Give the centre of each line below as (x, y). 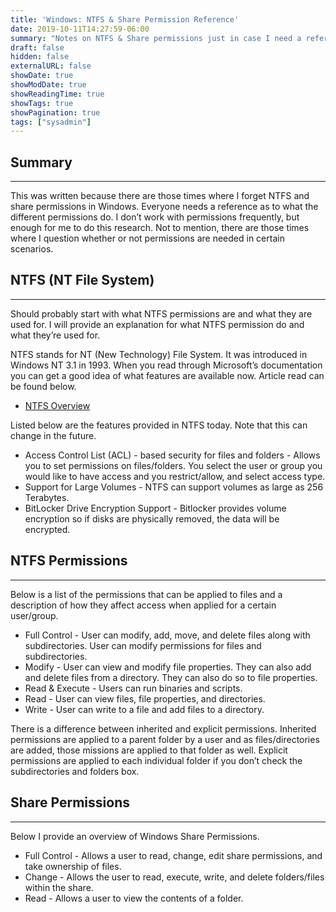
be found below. (43, 386)
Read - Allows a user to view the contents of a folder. (134, 898)
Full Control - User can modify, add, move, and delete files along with (167, 635)
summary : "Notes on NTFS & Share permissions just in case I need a (156, 38)
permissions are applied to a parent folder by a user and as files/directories (165, 739)
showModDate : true (48, 85)
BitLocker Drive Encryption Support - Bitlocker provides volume (155, 508)
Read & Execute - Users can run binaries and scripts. (133, 688)
